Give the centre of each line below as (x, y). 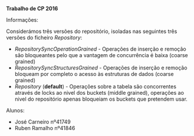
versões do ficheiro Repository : (44, 37)
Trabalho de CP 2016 (32, 9)
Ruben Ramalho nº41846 (45, 128)
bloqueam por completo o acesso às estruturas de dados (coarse (94, 74)
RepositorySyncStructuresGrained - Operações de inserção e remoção (101, 68)
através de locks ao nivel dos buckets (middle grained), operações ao (99, 93)
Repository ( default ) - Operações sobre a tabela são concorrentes (96, 87)
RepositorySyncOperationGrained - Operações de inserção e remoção (101, 49)
